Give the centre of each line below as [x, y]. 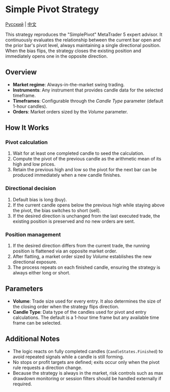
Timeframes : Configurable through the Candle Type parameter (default [88, 101]
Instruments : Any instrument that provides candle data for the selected [88, 90]
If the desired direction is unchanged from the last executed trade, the [86, 216]
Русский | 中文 [21, 24]
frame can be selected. [37, 322]
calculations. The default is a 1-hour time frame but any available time [86, 317]
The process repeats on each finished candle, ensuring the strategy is [87, 267]
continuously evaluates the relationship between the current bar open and [83, 40]
